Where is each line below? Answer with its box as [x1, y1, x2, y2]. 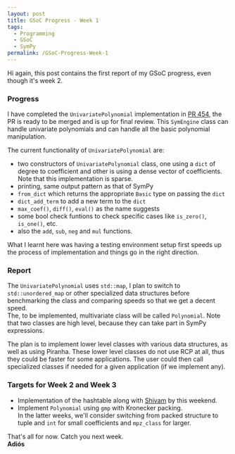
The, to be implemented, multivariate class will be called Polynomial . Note [7, 311, 221, 320]
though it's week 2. [7, 76, 63, 84]
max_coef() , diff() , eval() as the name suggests [17, 205, 160, 213]
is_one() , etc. [17, 220, 58, 228]
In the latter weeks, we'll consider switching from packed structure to [17, 411, 219, 420]
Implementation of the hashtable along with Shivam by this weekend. [17, 396, 217, 405]
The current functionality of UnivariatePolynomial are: [7, 146, 165, 155]
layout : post [7, 10, 46, 18]
